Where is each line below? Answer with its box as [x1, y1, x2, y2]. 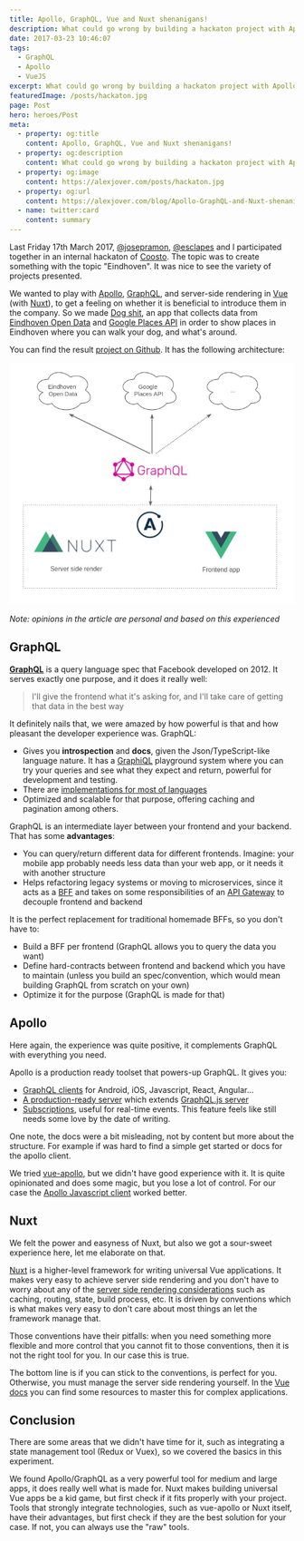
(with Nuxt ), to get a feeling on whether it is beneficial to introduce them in [9, 297, 287, 308]
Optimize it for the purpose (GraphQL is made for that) [22, 989, 225, 1000]
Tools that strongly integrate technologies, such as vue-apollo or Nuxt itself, [9, 1502, 292, 1514]
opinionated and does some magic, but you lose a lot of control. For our [9, 1177, 276, 1188]
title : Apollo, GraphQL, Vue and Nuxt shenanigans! [9, 15, 208, 24]
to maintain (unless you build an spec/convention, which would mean [22, 970, 280, 980]
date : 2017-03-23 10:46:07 [9, 34, 111, 43]
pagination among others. [22, 803, 119, 814]
